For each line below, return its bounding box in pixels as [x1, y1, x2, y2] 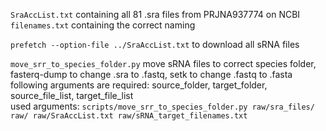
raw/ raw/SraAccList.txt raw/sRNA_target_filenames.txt [10, 111, 248, 121]
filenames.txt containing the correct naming [10, 19, 196, 31]
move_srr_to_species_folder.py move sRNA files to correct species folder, [10, 58, 317, 69]
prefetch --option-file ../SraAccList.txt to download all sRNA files [10, 39, 300, 50]
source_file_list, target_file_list [10, 90, 134, 101]
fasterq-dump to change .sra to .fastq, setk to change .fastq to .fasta [10, 69, 293, 80]
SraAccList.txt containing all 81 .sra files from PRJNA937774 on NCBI [10, 9, 301, 20]
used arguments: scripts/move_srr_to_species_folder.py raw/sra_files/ [10, 100, 315, 112]
